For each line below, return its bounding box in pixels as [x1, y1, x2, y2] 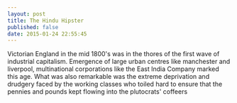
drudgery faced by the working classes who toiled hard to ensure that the [7, 80, 223, 89]
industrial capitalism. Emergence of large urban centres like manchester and [7, 58, 231, 66]
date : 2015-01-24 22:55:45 [7, 30, 87, 38]
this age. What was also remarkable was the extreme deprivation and [7, 72, 210, 81]
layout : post [7, 10, 46, 18]
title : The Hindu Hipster [7, 17, 84, 24]
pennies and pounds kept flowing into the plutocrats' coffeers [7, 87, 188, 96]
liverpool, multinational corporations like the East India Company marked [7, 65, 219, 73]
